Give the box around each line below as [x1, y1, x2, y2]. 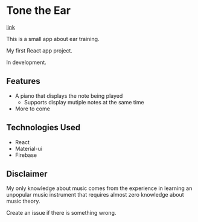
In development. [6, 59, 46, 66]
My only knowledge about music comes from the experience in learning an [6, 185, 193, 192]
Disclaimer [6, 168, 48, 179]
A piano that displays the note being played [14, 92, 123, 100]
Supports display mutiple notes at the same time [24, 98, 144, 106]
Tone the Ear [6, 4, 71, 17]
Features [6, 76, 40, 86]
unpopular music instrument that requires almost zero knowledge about [6, 191, 184, 198]
